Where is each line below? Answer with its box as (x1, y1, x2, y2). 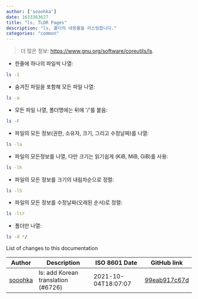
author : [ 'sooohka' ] (6, 8, 57, 15)
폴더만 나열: (14, 222, 42, 229)
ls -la (6, 141, 22, 147)
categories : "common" (6, 31, 60, 37)
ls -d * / (6, 234, 28, 240)
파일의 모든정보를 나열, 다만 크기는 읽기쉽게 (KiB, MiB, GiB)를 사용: (14, 153, 169, 160)
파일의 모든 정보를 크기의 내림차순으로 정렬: (14, 176, 114, 183)
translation (38, 276, 68, 284)
